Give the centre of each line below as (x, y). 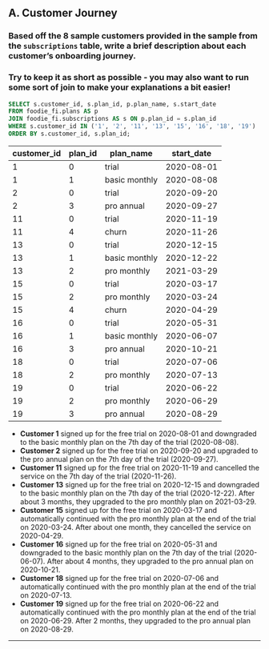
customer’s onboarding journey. (72, 56)
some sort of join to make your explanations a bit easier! (119, 87)
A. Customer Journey (63, 13)
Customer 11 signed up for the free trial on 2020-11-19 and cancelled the (140, 467)
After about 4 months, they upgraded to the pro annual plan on (150, 561)
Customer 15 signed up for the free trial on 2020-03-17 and (118, 510)
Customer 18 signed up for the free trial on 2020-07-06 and (119, 578)
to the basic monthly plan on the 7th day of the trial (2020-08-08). (129, 442)
